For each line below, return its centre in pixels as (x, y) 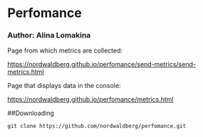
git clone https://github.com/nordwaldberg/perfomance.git (97, 126)
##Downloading (31, 113)
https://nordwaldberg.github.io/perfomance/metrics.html (90, 99)
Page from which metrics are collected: (65, 50)
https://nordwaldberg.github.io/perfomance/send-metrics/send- (101, 65)
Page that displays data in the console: (64, 86)
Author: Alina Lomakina (49, 35)
